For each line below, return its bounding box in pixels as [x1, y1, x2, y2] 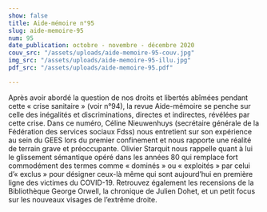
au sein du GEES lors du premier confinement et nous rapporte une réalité [8, 135, 252, 145]
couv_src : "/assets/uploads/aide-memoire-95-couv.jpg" [8, 49, 195, 57]
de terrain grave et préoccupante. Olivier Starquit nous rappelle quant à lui [8, 143, 253, 153]
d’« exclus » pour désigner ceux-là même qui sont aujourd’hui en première [8, 169, 253, 178]
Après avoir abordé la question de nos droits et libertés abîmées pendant [8, 93, 249, 102]
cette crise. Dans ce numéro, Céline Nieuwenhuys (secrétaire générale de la [8, 118, 260, 128]
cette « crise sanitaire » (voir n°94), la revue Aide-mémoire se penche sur [8, 101, 251, 110]
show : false [8, 11, 48, 20]
